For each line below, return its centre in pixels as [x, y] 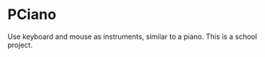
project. [20, 44]
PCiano [32, 15]
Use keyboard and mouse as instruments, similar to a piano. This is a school [132, 36]
